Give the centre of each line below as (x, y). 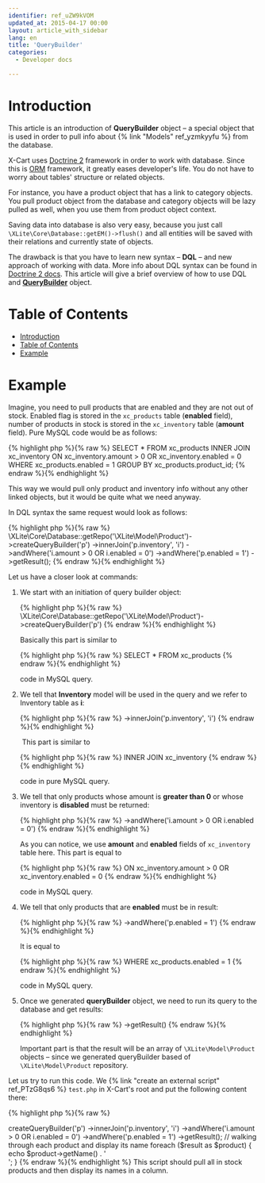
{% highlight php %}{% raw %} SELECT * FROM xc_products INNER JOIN (129, 447)
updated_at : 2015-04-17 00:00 (58, 23)
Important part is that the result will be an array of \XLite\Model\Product (137, 1048)
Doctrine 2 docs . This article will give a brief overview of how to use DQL (128, 274)
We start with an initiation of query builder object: (100, 592)
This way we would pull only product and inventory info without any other (128, 488)
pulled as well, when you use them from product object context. (112, 209)
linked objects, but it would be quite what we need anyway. (105, 497)
